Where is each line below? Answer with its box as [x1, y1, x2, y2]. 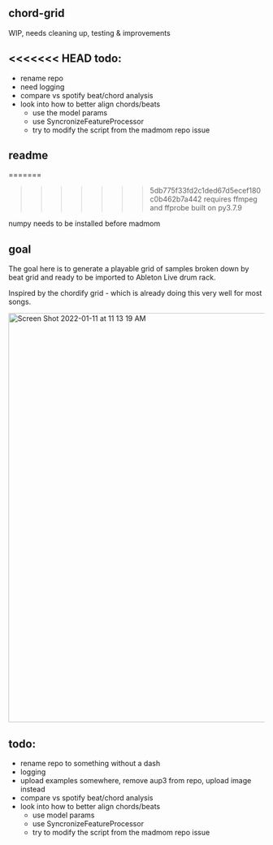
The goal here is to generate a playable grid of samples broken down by [8, 264, 249, 274]
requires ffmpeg [203, 194, 258, 204]
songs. [8, 297, 32, 307]
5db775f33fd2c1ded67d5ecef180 [149, 186, 262, 196]
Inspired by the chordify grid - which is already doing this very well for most [8, 288, 262, 298]
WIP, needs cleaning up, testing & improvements [8, 28, 171, 37]
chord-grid [8, 6, 65, 20]
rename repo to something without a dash [19, 759, 161, 769]
